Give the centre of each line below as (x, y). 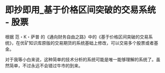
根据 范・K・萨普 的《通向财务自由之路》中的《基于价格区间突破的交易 (77, 37)
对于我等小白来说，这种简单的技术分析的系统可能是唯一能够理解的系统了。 (81, 59)
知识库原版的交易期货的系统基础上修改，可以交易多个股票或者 (91, 43)
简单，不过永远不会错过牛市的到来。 (46, 65)
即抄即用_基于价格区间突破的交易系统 (81, 10)
